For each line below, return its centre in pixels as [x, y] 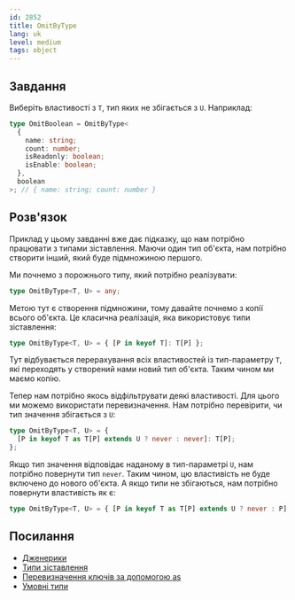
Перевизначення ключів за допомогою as [101, 576]
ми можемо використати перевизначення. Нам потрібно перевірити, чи [146, 405]
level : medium [35, 42]
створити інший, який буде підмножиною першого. [106, 257]
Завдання [38, 86]
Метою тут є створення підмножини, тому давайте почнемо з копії [136, 308]
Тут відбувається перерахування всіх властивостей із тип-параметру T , [146, 360]
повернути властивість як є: [63, 492]
